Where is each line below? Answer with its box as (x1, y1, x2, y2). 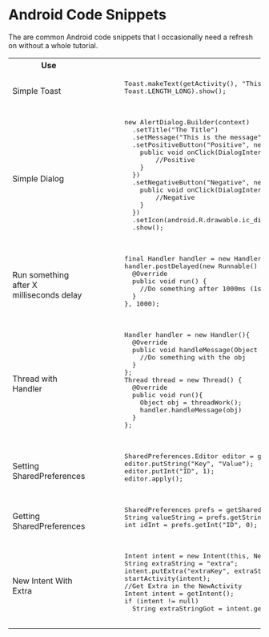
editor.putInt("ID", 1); (123, 467, 215, 475)
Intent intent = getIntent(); (123, 589, 235, 598)
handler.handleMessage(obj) (139, 405, 243, 414)
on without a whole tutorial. (8, 40, 98, 50)
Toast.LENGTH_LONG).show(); (123, 87, 227, 95)
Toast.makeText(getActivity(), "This (123, 79, 262, 87)
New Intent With (12, 575, 73, 586)
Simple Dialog (12, 172, 65, 184)
